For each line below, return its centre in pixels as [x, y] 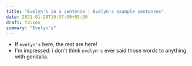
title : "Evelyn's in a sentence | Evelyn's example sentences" [85, 11]
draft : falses [23, 22]
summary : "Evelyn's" [31, 28]
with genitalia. [31, 57]
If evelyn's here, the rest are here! [56, 44]
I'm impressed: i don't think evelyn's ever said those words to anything [100, 51]
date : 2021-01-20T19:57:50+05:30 [47, 17]
